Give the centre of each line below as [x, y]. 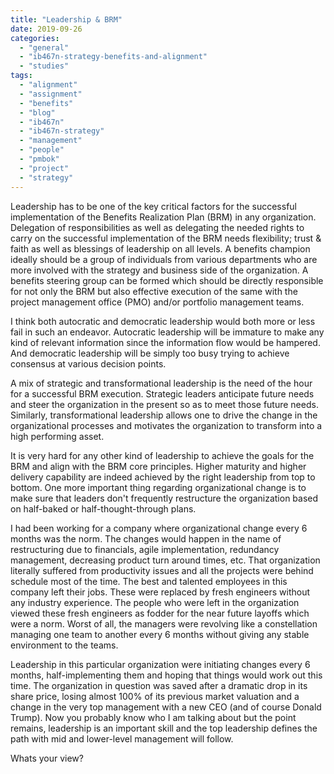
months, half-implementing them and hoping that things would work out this [166, 675]
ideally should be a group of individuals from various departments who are [164, 259]
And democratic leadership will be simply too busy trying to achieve [150, 353]
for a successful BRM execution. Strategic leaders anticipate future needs [162, 393]
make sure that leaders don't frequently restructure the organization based [164, 498]
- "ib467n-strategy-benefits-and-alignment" [113, 57]
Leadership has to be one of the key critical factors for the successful [154, 206]
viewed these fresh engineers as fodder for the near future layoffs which [160, 613]
